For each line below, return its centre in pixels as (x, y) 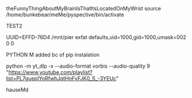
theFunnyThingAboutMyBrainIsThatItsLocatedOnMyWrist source (84, 8)
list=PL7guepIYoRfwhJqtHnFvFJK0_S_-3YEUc (61, 78)
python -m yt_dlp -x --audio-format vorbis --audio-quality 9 (78, 66)
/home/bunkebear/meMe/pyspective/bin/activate (65, 15)
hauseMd (18, 90)
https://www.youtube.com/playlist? (50, 72)
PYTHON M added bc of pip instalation (53, 55)
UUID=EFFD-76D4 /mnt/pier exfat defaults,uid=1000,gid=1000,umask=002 (96, 37)
